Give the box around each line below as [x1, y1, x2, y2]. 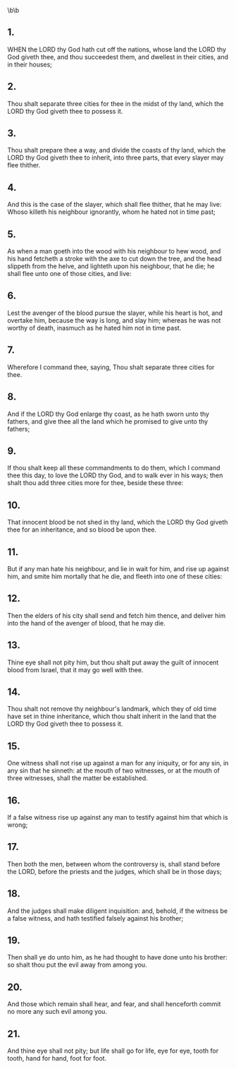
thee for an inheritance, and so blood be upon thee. [7, 525, 157, 534]
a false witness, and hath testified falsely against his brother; [7, 914, 184, 922]
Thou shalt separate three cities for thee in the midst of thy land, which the [7, 99, 224, 108]
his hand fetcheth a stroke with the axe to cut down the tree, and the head [7, 254, 222, 263]
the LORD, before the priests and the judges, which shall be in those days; [7, 867, 222, 876]
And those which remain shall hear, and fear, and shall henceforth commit [7, 1000, 221, 1008]
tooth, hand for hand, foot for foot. [7, 1054, 107, 1063]
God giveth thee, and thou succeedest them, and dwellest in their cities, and [7, 52, 229, 61]
